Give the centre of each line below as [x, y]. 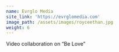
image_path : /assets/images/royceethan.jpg [60, 22]
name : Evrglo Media [30, 11]
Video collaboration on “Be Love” [46, 44]
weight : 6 [18, 27]
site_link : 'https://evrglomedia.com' [53, 17]
